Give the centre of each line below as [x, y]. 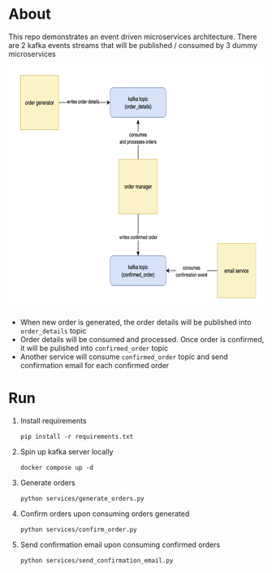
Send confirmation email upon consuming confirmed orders [120, 545]
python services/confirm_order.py [78, 529]
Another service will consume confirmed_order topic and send [124, 356]
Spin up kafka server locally [67, 451]
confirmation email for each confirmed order [95, 365]
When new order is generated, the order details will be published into [136, 322]
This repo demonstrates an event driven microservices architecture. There [133, 37]
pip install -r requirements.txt [77, 436]
